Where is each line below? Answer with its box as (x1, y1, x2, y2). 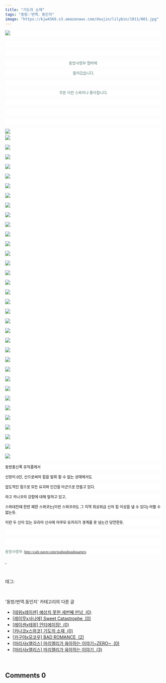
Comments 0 (5, 671, 46, 680)
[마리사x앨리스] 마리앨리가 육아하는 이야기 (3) (12, 647, 103, 653)
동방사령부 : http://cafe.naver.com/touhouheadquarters (5, 549, 86, 554)
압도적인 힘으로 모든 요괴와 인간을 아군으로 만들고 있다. (5, 485, 95, 490)
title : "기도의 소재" (5, 7, 45, 12)
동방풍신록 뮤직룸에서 (5, 465, 41, 470)
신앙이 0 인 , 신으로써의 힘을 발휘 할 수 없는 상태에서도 (5, 475, 92, 480)
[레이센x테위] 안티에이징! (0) (12, 622, 70, 628)
